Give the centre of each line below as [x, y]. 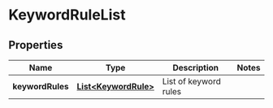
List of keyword [191, 81]
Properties [36, 45]
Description [196, 68]
